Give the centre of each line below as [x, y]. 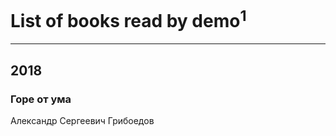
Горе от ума [41, 99]
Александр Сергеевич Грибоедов [82, 120]
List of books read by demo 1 [128, 19]
